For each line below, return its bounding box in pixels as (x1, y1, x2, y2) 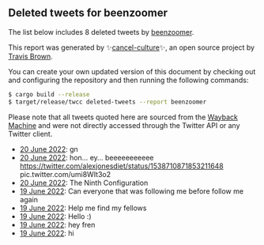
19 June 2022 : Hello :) (19, 211, 92, 220)
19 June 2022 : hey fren (19, 220, 96, 229)
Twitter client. (8, 129, 53, 138)
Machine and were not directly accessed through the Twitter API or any (8, 120, 240, 130)
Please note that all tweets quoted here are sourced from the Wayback (8, 112, 239, 122)
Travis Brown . (8, 51, 53, 61)
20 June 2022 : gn (19, 144, 79, 153)
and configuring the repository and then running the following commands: (8, 75, 249, 85)
